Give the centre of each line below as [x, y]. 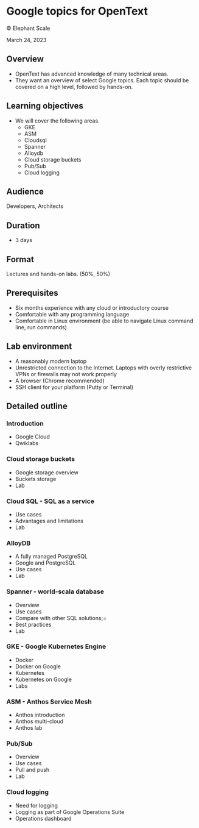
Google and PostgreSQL [45, 563]
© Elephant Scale [28, 28]
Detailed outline [37, 406]
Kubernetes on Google [43, 679]
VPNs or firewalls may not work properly [66, 374]
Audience [25, 191]
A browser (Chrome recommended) [60, 380]
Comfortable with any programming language [72, 314]
